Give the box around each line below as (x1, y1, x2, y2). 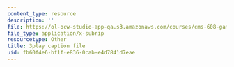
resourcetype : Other (7, 36, 68, 43)
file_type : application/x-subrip (7, 29, 104, 37)
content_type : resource (7, 10, 77, 17)
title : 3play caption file (7, 43, 86, 50)
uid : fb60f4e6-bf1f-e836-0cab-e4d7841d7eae (7, 50, 136, 57)
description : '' (7, 17, 54, 24)
